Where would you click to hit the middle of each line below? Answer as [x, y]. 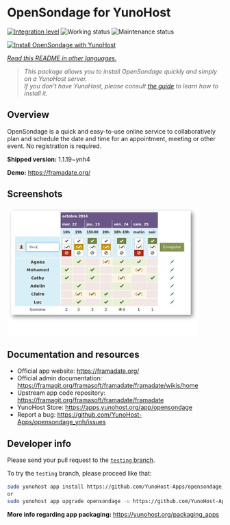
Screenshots [35, 194]
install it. [36, 93]
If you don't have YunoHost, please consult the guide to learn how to [121, 86]
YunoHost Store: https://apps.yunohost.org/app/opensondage [105, 407]
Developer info [39, 443]
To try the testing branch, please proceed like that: [79, 474]
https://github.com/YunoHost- [100, 415]
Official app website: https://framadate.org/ [78, 371]
